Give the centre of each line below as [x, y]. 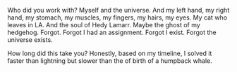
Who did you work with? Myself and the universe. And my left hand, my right [119, 10]
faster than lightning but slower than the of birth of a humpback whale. [110, 61]
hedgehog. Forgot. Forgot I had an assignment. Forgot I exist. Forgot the [112, 32]
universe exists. [30, 40]
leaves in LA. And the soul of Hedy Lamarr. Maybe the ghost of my [104, 25]
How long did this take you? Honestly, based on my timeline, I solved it [110, 53]
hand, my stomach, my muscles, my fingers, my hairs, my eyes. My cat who [117, 17]
